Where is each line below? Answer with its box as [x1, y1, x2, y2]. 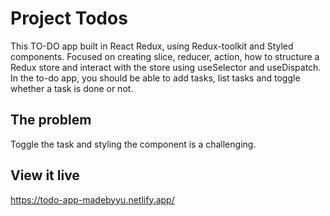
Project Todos [10, 7, 128, 30]
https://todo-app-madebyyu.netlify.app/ [10, 193, 175, 206]
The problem [10, 112, 92, 129]
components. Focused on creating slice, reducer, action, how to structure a [10, 50, 320, 62]
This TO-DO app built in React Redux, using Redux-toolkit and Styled [10, 40, 294, 52]
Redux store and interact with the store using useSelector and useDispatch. [10, 61, 322, 73]
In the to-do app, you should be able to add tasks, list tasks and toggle [10, 72, 301, 84]
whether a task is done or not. [10, 82, 134, 94]
